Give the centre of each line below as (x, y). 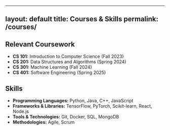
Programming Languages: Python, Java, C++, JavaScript (73, 101)
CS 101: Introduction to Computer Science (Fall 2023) (68, 57)
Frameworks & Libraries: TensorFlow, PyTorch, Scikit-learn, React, (82, 106)
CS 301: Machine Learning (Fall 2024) (52, 67)
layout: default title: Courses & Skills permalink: (82, 19)
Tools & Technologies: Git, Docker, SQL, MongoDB (66, 117)
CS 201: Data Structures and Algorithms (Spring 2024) (69, 62)
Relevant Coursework (40, 44)
